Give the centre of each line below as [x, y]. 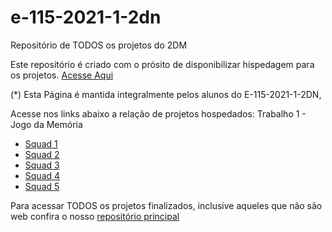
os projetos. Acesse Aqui [62, 75]
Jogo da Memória [46, 124]
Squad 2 [42, 154]
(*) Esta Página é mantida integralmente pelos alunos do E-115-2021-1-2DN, [166, 94]
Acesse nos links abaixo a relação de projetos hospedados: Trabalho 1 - [158, 113]
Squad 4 [42, 175]
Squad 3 [42, 165]
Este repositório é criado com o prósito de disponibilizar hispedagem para [162, 64]
